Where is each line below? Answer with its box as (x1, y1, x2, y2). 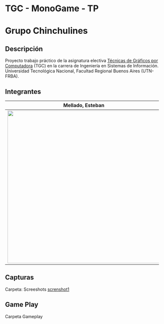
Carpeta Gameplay (5, 313, 43, 319)
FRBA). (5, 73, 20, 79)
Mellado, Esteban (63, 102, 105, 108)
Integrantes (5, 87, 41, 96)
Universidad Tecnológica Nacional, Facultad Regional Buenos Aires (5, 68, 140, 74)
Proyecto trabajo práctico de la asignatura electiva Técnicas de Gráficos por (5, 58, 158, 64)
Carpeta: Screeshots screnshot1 (5, 286, 70, 292)
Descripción (5, 44, 43, 53)
